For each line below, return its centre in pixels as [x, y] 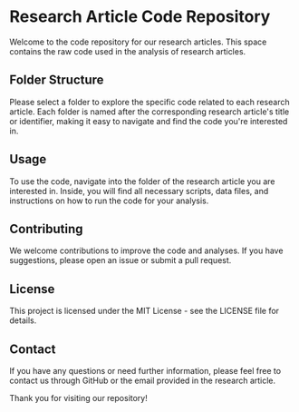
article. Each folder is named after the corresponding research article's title [149, 112]
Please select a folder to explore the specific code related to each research [149, 102]
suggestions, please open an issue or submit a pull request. [121, 260]
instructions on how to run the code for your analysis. [109, 201]
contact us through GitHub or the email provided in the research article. [143, 380]
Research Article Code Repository [140, 17]
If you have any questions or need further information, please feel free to [145, 371]
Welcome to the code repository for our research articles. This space [138, 42]
